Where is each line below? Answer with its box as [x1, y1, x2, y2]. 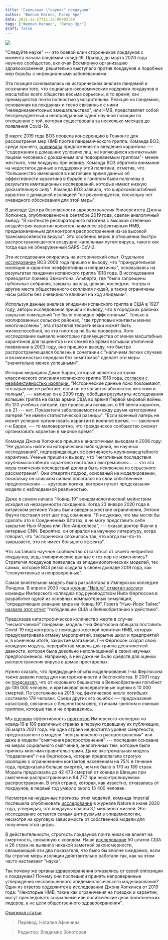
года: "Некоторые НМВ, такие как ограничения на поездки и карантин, [5, 889, 158, 895]
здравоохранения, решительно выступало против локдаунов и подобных [5, 65, 163, 71]
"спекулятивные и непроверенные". [5, 570, 83, 576]
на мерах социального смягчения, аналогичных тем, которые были [5, 742, 150, 748]
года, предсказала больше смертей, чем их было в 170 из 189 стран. [5, 764, 153, 770]
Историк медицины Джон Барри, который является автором [5, 370, 136, 376]
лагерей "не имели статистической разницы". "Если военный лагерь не [5, 412, 159, 418]
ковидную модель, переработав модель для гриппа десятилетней [5, 643, 148, 649]
